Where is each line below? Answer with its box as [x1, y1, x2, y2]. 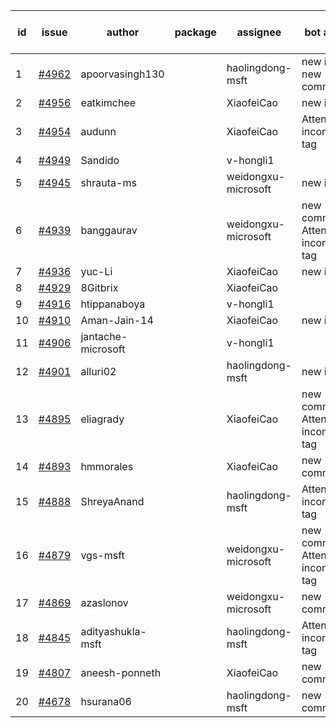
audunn [80, 125, 117, 138]
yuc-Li [80, 265, 113, 278]
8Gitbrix [80, 281, 119, 294]
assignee [236, 25, 282, 39]
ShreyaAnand [80, 495, 145, 508]
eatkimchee [80, 96, 137, 109]
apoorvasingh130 [80, 67, 165, 81]
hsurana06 [80, 695, 132, 708]
